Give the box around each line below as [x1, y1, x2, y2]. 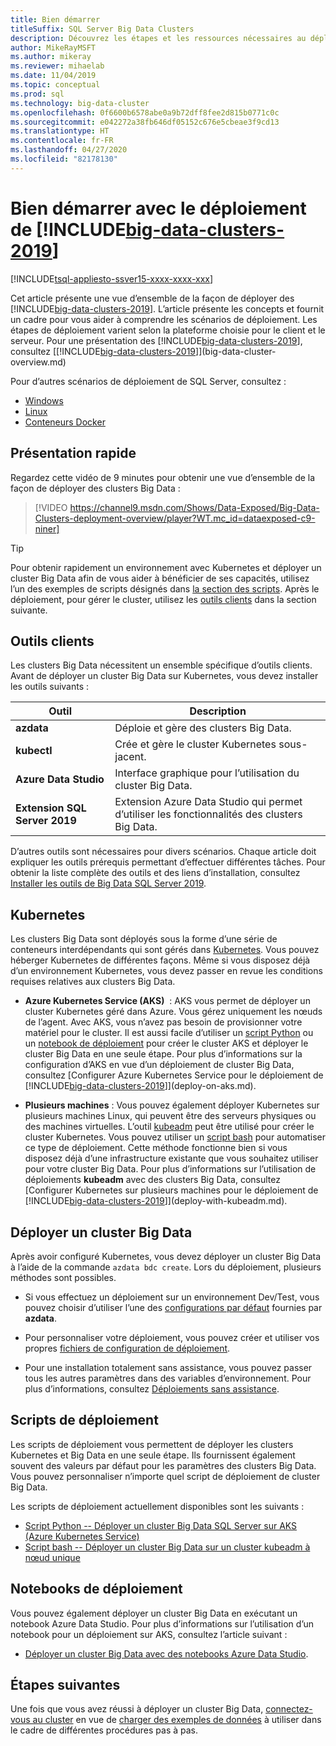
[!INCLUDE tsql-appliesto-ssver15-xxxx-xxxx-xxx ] [10, 272, 214, 285]
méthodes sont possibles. [10, 1271, 117, 1283]
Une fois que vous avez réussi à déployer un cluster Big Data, [10, 1703, 264, 1715]
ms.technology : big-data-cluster [10, 98, 150, 108]
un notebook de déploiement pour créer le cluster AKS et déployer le [24, 1037, 309, 1050]
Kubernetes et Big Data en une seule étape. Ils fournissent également [10, 1449, 296, 1461]
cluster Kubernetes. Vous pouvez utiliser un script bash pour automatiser [24, 1131, 327, 1143]
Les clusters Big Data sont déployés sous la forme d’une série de [10, 933, 278, 945]
